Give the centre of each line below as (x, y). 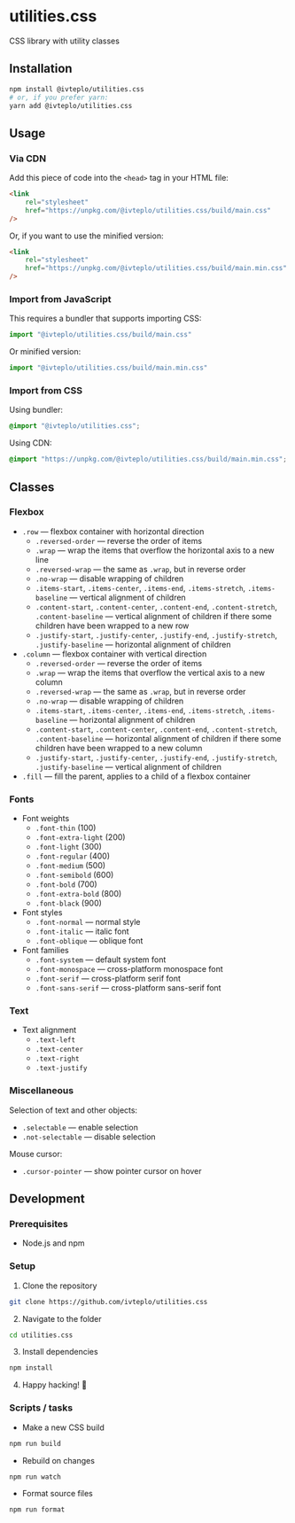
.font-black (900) (68, 903)
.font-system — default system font (101, 960)
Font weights (46, 819)
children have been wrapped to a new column (119, 748)
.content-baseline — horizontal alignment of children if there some (158, 738)
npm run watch (35, 1477)
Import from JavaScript (61, 299)
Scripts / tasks (41, 1408)
